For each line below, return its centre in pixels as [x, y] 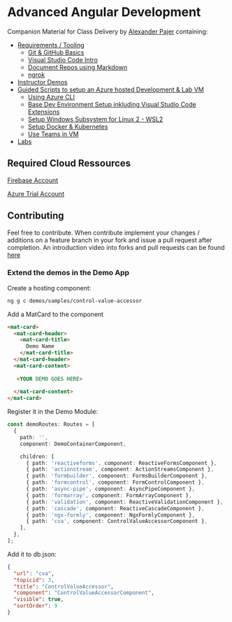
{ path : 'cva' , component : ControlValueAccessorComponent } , [117, 521]
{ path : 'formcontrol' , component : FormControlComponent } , [115, 482]
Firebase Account [33, 180]
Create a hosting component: [49, 288]
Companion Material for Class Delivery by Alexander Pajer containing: [108, 31]
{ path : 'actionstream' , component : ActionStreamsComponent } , [120, 469]
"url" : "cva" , [34, 573]
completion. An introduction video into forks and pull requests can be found [116, 247]
